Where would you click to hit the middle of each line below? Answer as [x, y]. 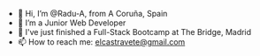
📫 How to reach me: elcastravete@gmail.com [101, 42]
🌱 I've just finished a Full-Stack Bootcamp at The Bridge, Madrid [134, 32]
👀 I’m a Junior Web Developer [72, 23]
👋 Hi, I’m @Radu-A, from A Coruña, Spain [92, 14]
